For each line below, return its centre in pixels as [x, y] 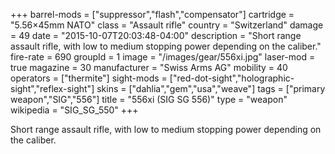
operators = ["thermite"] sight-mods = [89, 78]
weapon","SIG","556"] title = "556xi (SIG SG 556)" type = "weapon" [149, 99]
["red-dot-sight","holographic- [232, 78]
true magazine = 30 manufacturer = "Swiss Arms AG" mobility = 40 [149, 67]
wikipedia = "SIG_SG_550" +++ [74, 110]
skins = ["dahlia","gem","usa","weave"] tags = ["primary [211, 88]
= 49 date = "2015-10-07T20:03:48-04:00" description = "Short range [156, 35]
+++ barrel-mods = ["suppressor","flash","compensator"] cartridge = [152, 14]
